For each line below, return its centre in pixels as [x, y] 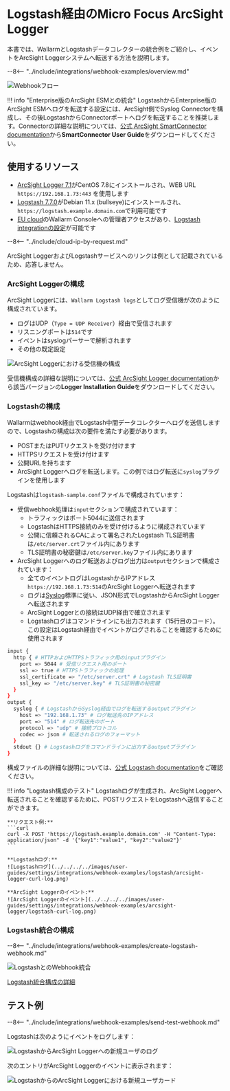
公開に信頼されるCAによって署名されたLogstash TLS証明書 [111, 535]
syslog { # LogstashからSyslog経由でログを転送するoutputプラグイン [104, 709]
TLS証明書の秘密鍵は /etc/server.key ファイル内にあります [110, 552]
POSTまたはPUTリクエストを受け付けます [76, 446]
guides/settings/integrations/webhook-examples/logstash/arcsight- [106, 873]
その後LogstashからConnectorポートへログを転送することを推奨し [119, 117]
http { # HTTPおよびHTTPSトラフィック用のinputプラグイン [90, 658]
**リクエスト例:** [30, 822]
